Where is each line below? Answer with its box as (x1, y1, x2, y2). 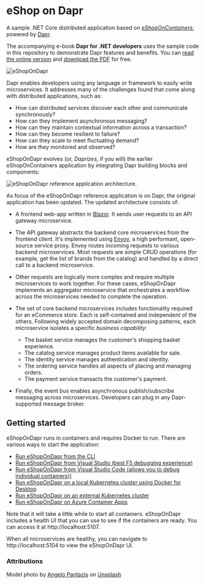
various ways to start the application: (6, 440, 100, 448)
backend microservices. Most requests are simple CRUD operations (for (15, 248, 197, 255)
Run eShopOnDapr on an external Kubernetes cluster (15, 491, 150, 499)
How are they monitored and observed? (15, 143, 116, 150)
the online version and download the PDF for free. (6, 55, 132, 63)
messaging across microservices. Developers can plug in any (15, 393, 170, 401)
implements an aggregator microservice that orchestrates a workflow (15, 286, 190, 293)
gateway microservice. (15, 217, 73, 224)
